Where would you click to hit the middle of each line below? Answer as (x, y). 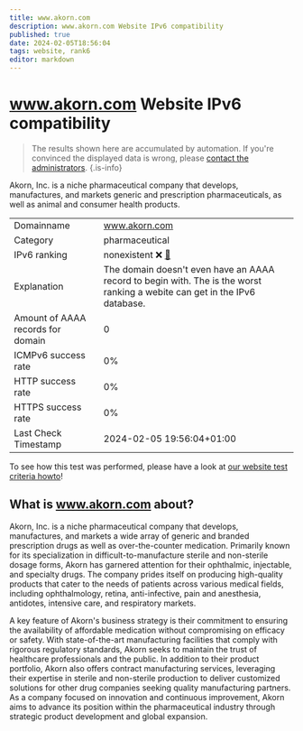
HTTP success (45, 381)
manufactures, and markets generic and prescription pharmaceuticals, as (146, 194)
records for (37, 328)
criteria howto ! (36, 476)
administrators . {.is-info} (77, 167)
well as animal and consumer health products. (95, 204)
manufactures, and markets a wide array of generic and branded (129, 536)
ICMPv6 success (50, 355)
